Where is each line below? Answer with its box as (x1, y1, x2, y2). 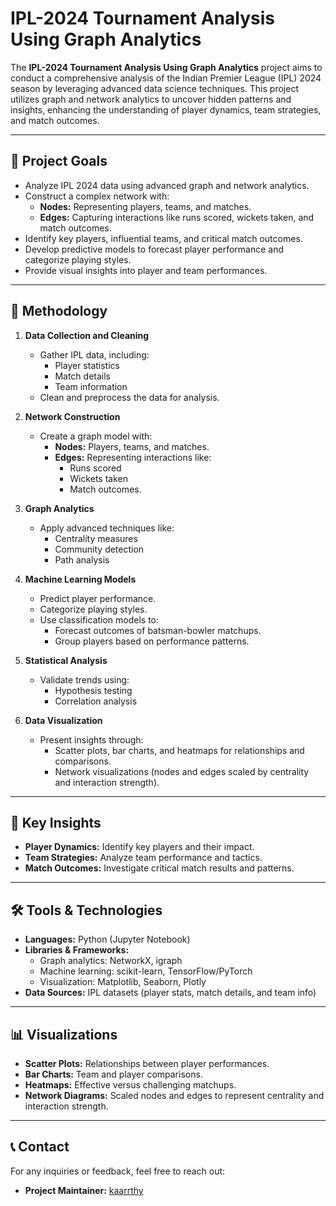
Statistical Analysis (24, 654, 108, 666)
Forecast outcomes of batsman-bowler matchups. (54, 624, 262, 636)
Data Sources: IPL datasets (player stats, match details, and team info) (24, 987, 317, 999)
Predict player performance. (39, 592, 157, 604)
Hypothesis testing (54, 684, 133, 696)
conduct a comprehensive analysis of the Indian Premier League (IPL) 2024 (10, 72, 322, 84)
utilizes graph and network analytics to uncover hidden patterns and (10, 93, 292, 105)
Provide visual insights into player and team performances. (24, 264, 268, 276)
